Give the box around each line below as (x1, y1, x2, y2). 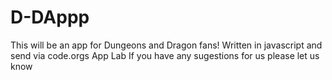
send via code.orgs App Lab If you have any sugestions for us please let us (10, 49, 320, 61)
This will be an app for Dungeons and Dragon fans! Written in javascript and (10, 39, 323, 51)
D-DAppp (10, 6, 90, 29)
